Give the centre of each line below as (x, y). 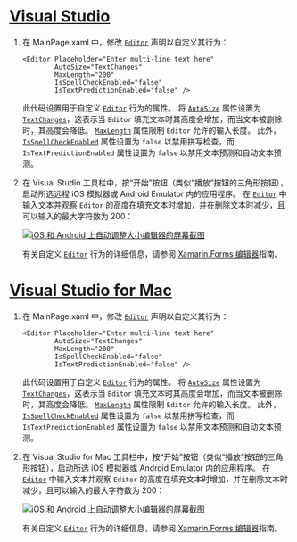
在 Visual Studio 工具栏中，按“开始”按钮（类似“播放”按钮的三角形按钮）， (155, 182)
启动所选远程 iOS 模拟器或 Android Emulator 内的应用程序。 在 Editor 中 (154, 193)
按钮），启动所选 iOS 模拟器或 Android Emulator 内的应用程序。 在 (150, 468)
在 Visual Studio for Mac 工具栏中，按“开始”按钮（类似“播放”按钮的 (145, 456)
